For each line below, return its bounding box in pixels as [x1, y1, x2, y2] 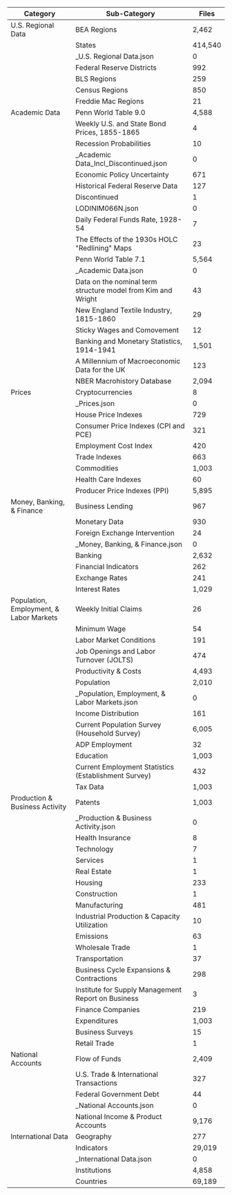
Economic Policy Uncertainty [75, 170, 169, 179]
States [75, 41, 97, 50]
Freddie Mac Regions [75, 97, 144, 106]
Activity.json [75, 822, 116, 831]
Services [75, 856, 104, 865]
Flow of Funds [75, 1054, 122, 1063]
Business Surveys [75, 1027, 133, 1037]
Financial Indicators [75, 562, 139, 571]
